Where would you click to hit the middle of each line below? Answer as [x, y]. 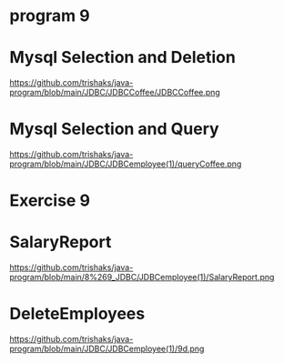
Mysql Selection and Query [115, 129]
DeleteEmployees [77, 314]
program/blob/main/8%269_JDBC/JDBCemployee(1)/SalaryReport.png [142, 277]
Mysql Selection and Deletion [123, 58]
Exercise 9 [50, 201]
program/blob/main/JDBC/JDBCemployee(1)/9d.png [107, 349]
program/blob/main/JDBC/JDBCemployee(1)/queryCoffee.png [126, 164]
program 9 [50, 16]
